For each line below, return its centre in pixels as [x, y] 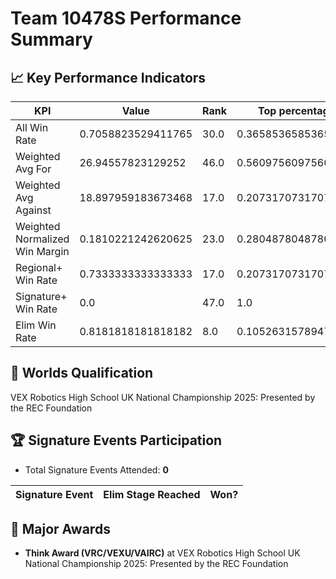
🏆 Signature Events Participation [116, 440]
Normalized [42, 239]
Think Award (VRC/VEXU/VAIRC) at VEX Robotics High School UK [162, 553]
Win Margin [42, 251]
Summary [51, 39]
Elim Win [36, 325]
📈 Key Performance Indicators [108, 77]
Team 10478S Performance [126, 18]
